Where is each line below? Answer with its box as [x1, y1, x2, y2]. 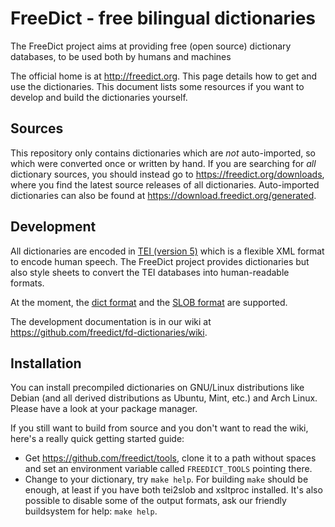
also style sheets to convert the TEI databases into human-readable [10, 266, 290, 278]
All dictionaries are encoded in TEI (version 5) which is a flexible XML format [10, 245, 325, 257]
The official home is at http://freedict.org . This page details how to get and [10, 70, 318, 82]
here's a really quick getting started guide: [10, 433, 185, 445]
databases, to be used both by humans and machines [10, 50, 232, 62]
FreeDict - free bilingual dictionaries [10, 7, 317, 30]
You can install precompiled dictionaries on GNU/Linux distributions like [10, 382, 305, 394]
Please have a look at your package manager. [10, 403, 198, 415]
